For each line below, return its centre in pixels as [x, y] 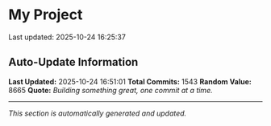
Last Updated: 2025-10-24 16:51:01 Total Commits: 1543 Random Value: [130, 81]
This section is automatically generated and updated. [98, 113]
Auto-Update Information [73, 62]
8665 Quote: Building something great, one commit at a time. [110, 90]
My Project [46, 15]
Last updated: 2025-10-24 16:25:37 [67, 37]
